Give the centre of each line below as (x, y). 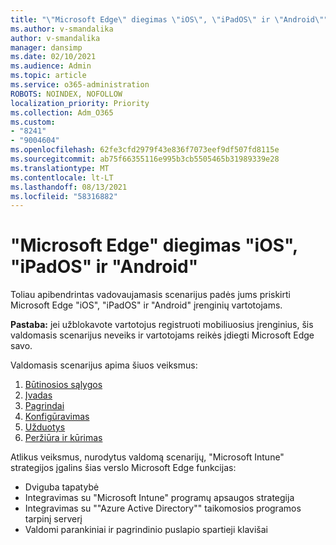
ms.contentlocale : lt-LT (62, 177)
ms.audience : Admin (51, 66)
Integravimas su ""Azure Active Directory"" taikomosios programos (163, 508)
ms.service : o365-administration (80, 85)
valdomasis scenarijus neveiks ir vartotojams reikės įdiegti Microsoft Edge (162, 335)
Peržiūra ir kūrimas (63, 438)
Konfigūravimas (57, 417)
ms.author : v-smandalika (62, 29)
